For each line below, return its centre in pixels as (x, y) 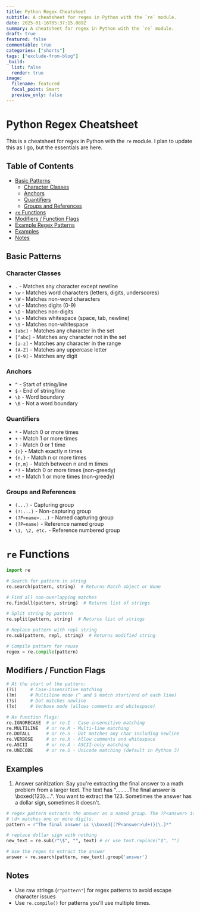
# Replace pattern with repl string (51, 630)
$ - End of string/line (40, 391)
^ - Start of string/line (41, 384)
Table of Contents (40, 166)
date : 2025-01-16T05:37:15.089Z (46, 23)
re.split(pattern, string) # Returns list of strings (76, 619)
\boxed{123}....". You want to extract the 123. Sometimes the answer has (103, 796)
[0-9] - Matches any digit (46, 356)
